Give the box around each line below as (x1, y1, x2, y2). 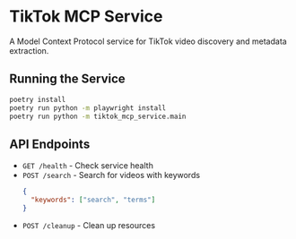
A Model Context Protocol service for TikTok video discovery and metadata (9, 36, 287, 47)
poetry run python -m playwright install (9, 103, 167, 113)
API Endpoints (9, 136, 91, 151)
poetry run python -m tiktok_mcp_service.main (9, 112, 187, 121)
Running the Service (9, 72, 126, 87)
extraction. (9, 45, 49, 55)
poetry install (9, 95, 66, 104)
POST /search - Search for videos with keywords (22, 170, 200, 181)
